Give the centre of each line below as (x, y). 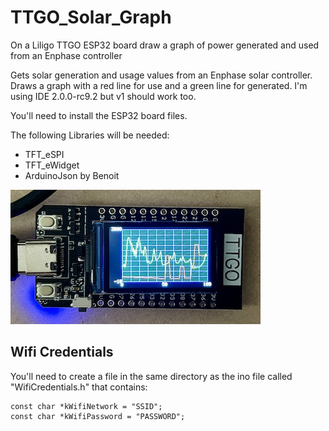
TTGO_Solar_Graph (91, 17)
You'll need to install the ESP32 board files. (99, 115)
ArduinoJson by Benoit (72, 175)
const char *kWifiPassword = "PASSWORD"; (98, 416)
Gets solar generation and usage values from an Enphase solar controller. (161, 75)
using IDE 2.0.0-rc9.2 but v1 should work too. (103, 96)
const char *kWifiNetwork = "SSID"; (86, 406)
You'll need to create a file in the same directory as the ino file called (151, 376)
